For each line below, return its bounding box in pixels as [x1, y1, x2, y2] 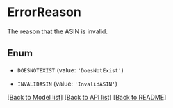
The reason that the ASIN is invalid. [7, 27, 108, 36]
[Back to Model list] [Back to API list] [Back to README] [7, 93, 167, 101]
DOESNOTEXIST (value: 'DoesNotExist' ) [17, 65, 124, 74]
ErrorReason [7, 4, 81, 20]
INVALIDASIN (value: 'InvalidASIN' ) [17, 79, 118, 88]
